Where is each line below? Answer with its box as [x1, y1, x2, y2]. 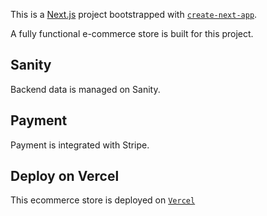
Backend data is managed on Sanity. [10, 83, 161, 95]
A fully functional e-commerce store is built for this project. [10, 28, 254, 39]
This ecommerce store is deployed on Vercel [10, 194, 196, 206]
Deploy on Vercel [10, 168, 120, 185]
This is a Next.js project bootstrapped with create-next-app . [10, 9, 258, 20]
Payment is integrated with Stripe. [10, 139, 150, 151]
